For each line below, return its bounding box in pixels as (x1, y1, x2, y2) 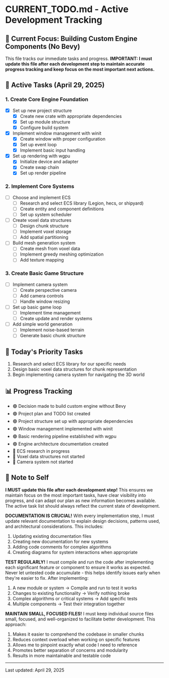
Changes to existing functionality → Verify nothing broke (12, 590, 130, 596)
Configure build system (20, 125, 69, 131)
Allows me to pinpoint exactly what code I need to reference (12, 642, 137, 648)
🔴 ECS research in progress (12, 448, 70, 454)
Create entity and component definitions (20, 206, 104, 212)
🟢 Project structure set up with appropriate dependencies (12, 418, 133, 424)
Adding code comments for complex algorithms (12, 543, 112, 550)
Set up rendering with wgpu (12, 153, 70, 159)
